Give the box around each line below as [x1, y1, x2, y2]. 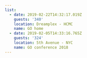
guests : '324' [14, 36, 43, 41]
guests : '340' [14, 17, 43, 22]
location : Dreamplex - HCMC [14, 21, 73, 27]
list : [5, 7, 16, 13]
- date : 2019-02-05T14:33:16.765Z [9, 31, 82, 36]
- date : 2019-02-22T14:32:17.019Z [9, 12, 82, 17]
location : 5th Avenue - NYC [14, 40, 73, 45]
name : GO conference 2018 [14, 45, 69, 50]
